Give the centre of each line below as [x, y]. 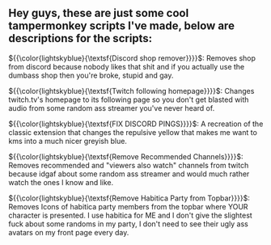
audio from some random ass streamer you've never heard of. [112, 108]
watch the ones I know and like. [61, 182]
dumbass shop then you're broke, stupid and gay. [91, 75]
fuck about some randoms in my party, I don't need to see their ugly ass [128, 224]
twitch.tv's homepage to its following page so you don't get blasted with [129, 99]
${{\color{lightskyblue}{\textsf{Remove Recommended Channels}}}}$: [126, 156]
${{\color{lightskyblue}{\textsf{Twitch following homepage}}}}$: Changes [131, 91]
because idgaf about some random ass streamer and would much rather [129, 174]
